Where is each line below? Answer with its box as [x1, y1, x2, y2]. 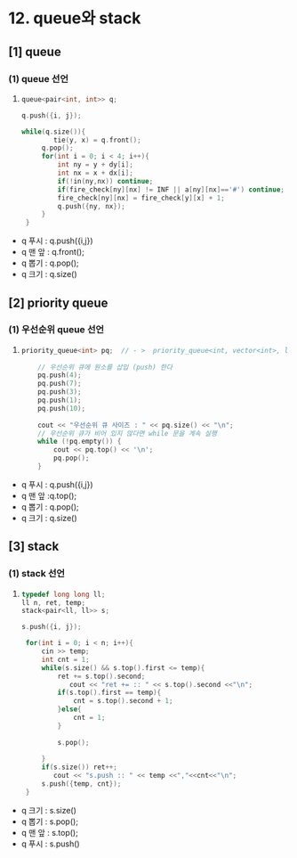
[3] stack [8, 539, 60, 554]
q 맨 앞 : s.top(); [20, 827, 79, 838]
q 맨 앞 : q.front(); [20, 247, 85, 257]
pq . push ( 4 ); [37, 371, 82, 380]
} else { [57, 705, 82, 714]
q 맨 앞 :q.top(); [20, 490, 77, 501]
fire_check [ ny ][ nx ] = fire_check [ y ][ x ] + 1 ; [57, 193, 226, 202]
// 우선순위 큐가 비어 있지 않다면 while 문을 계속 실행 [37, 429, 217, 437]
